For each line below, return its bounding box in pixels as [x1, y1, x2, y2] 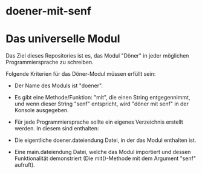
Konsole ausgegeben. [14, 107, 69, 114]
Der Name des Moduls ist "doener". [14, 82, 103, 89]
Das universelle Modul [5, 32, 120, 46]
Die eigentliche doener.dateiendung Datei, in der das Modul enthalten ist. [14, 136, 197, 144]
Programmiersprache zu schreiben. [5, 59, 94, 66]
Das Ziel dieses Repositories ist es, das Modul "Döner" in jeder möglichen [5, 52, 189, 59]
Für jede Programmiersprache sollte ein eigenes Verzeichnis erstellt [14, 118, 184, 125]
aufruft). [14, 161, 36, 169]
